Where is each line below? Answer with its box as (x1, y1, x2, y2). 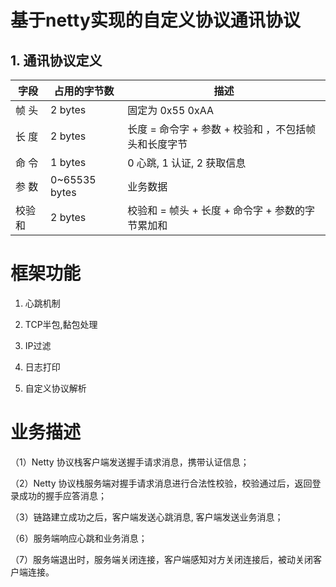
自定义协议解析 (24, 382, 87, 394)
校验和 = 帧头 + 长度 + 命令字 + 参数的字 (127, 204, 316, 217)
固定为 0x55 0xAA (127, 104, 215, 117)
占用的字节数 (53, 84, 115, 98)
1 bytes (50, 156, 87, 169)
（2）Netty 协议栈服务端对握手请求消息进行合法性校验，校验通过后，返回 (10, 477, 313, 489)
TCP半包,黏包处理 (24, 318, 98, 330)
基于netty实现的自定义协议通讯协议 (10, 9, 301, 32)
